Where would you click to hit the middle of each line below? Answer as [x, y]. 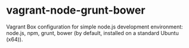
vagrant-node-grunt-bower [76, 10]
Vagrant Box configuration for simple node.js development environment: [94, 27]
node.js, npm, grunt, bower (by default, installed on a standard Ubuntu [92, 33]
